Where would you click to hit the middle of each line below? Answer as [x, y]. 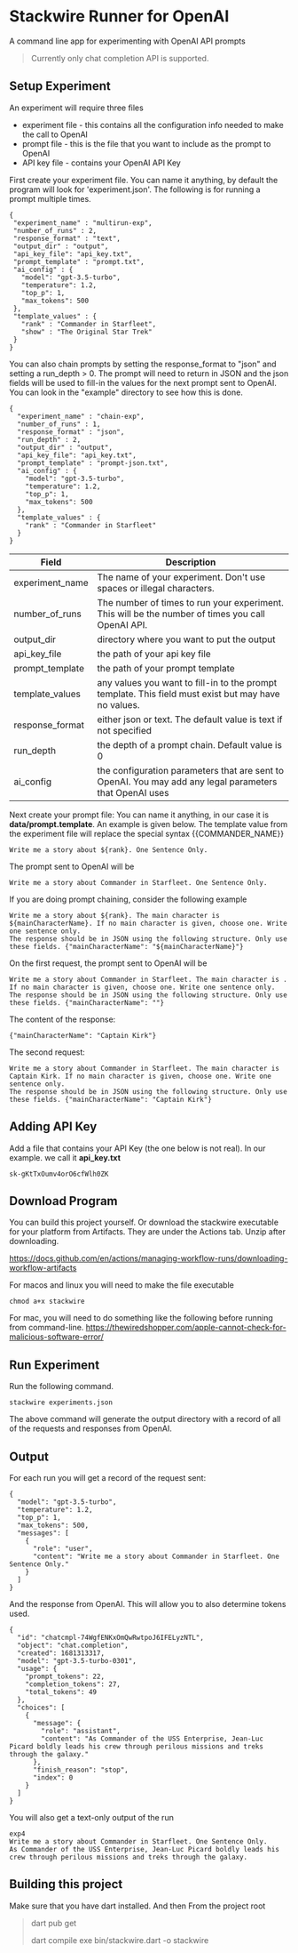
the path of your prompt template [166, 668]
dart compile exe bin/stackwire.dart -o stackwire [120, 1940]
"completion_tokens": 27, [73, 1684]
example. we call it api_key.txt [65, 1157]
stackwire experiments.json [61, 1402]
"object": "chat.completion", [73, 1645]
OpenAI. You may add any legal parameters [187, 782]
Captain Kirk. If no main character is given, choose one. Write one [141, 1076]
